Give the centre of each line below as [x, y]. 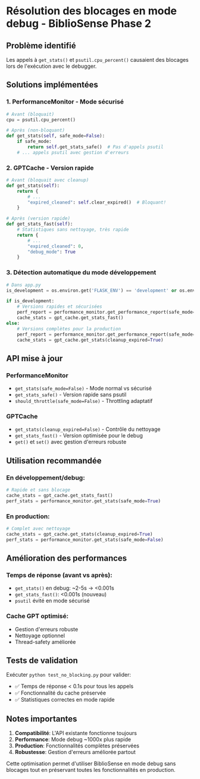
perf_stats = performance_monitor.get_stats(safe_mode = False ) [85, 540]
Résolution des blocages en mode [92, 11]
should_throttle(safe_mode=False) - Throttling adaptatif [84, 401]
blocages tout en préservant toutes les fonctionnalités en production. [91, 770]
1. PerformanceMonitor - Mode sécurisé [65, 102]
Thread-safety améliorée [45, 642]
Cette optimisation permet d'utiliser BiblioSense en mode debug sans [91, 764]
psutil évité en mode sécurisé [52, 601]
